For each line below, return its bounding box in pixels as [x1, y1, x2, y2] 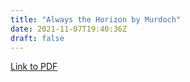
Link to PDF [10, 61, 58, 73]
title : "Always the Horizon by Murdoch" [10, 14, 182, 25]
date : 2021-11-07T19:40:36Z [10, 24, 128, 34]
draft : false [10, 33, 65, 43]
